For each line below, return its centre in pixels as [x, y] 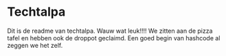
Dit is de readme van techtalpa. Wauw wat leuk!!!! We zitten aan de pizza [110, 31]
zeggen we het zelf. [35, 45]
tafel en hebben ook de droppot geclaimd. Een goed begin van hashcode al [114, 38]
